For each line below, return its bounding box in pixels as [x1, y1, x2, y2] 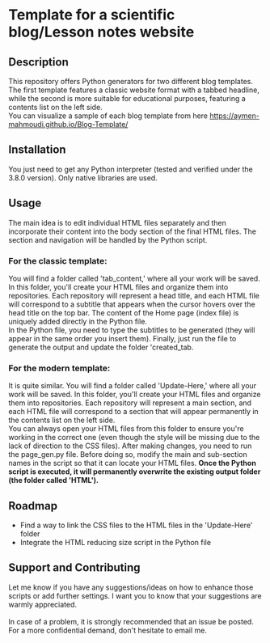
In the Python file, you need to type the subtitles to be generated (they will [8, 325, 255, 335]
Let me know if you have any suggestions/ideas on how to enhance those [8, 582, 254, 592]
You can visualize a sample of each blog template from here [8, 111, 209, 121]
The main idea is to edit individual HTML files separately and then [8, 218, 226, 227]
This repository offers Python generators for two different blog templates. [8, 77, 253, 86]
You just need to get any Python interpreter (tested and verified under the [8, 164, 253, 174]
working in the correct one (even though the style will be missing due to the [8, 433, 260, 442]
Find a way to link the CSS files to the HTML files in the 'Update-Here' [19, 520, 253, 531]
